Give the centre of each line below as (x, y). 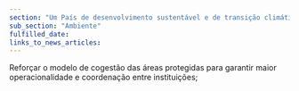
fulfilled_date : (39, 34)
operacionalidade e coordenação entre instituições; (104, 78)
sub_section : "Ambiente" (55, 26)
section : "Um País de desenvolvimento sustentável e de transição (135, 17)
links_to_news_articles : (55, 42)
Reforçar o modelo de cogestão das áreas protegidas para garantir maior (143, 68)
